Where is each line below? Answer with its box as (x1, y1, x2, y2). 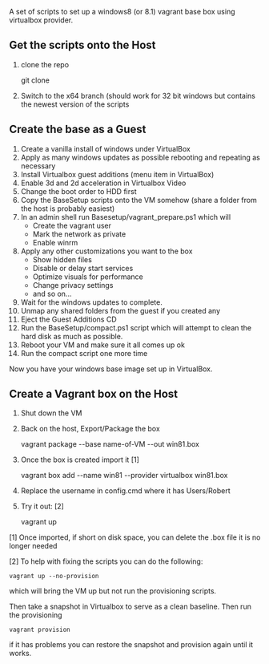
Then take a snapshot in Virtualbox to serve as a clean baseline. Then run (9, 601, 251, 612)
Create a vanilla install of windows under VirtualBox (20, 144, 191, 153)
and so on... (32, 289, 72, 298)
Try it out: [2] (20, 501, 65, 512)
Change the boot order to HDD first (20, 186, 137, 196)
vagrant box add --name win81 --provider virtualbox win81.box (20, 471, 228, 480)
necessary (20, 160, 56, 171)
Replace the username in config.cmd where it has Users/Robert (20, 486, 231, 496)
